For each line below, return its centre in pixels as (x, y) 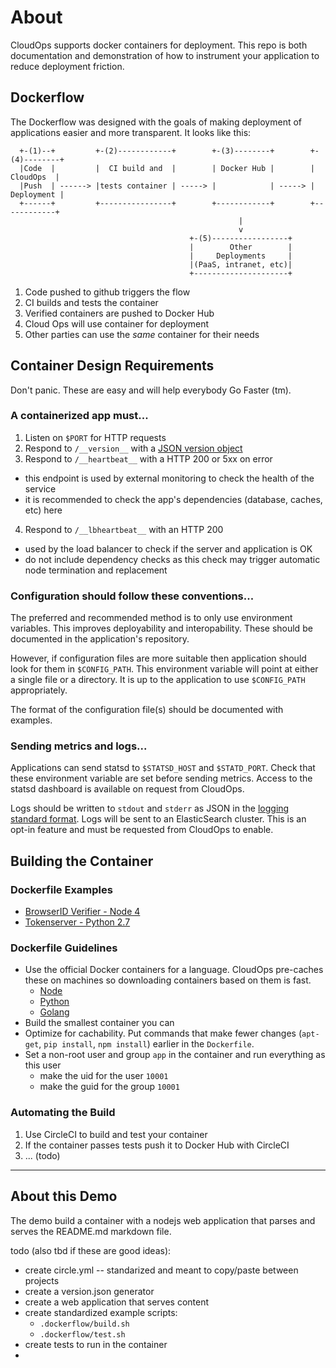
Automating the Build (63, 1113)
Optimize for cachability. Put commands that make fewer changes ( (163, 1033)
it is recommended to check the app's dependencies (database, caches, (173, 499)
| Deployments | (241, 256)
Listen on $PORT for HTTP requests (95, 437)
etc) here (43, 510)
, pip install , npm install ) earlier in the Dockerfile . (146, 1044)
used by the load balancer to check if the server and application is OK (168, 548)
